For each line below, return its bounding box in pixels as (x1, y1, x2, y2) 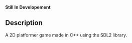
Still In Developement (5, 4, 51, 10)
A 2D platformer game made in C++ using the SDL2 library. (5, 32, 127, 38)
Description (5, 18, 43, 27)
